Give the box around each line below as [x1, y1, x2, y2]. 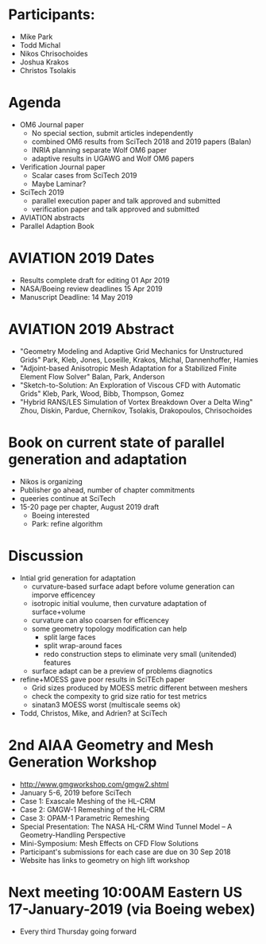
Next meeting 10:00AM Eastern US [8, 883, 243, 901]
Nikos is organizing [19, 476, 83, 486]
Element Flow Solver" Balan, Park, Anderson [19, 371, 165, 381]
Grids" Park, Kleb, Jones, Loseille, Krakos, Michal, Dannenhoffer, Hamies [19, 355, 259, 364]
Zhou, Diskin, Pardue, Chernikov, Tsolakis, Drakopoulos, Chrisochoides [19, 406, 253, 415]
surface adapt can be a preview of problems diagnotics [31, 666, 213, 675]
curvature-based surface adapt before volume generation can [31, 581, 235, 591]
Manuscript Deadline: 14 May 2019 [19, 292, 133, 301]
